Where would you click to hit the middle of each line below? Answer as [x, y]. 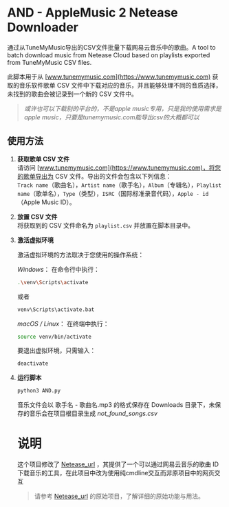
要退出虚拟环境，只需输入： [56, 350]
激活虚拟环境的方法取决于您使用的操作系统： [80, 255]
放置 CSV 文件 [37, 217]
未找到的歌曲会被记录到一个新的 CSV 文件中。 [72, 94]
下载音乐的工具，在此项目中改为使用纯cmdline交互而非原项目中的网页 [116, 473]
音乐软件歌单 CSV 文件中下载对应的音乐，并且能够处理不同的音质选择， [120, 85]
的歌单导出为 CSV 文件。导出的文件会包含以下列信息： [94, 176]
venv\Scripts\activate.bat [56, 309]
